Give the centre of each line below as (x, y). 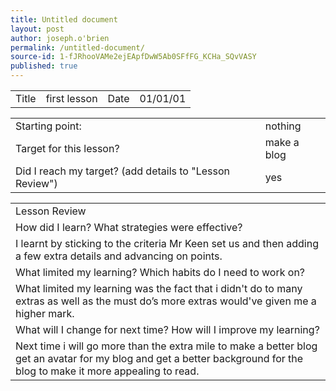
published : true (44, 66)
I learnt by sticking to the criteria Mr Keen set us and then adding (167, 243)
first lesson (71, 98)
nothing (283, 126)
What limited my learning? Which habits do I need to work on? (160, 272)
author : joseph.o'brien (60, 38)
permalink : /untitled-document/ (77, 47)
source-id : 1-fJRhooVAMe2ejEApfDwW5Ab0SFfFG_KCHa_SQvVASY (133, 57)
